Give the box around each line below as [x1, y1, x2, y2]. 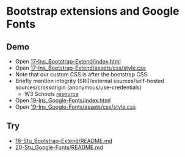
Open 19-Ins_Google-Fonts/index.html [15, 97, 111, 104]
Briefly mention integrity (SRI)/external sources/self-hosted [15, 78, 165, 84]
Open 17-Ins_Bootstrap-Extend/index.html [15, 58, 121, 65]
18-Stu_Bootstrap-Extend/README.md [15, 137, 113, 144]
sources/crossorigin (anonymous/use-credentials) [15, 84, 142, 91]
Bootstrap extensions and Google [6, 4, 180, 18]
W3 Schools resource [24, 90, 79, 97]
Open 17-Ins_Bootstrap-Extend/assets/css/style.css [15, 64, 147, 71]
